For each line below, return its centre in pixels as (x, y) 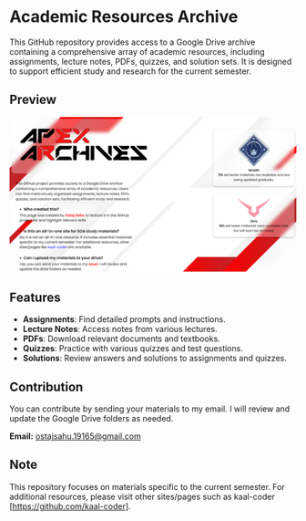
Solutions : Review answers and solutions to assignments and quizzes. (154, 359)
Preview (33, 100)
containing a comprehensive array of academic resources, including (138, 51)
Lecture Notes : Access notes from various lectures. (120, 329)
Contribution (46, 386)
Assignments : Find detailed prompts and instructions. (124, 319)
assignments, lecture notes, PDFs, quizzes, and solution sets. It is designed (151, 61)
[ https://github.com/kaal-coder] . (70, 506)
